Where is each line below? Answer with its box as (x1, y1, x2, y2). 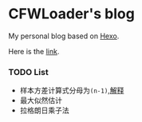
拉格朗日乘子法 (19, 105, 69, 116)
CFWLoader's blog (8, 5, 136, 23)
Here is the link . (8, 46, 60, 56)
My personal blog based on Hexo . (8, 31, 120, 41)
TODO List (8, 66, 49, 77)
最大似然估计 (19, 96, 62, 105)
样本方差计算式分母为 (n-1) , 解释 (19, 85, 124, 96)
